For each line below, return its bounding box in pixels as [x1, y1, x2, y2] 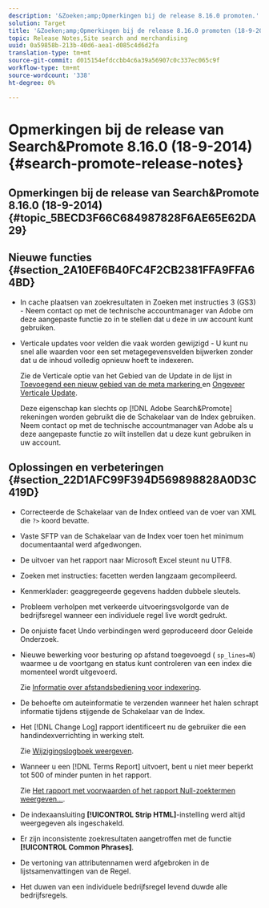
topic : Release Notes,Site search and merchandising [8, 34, 188, 42]
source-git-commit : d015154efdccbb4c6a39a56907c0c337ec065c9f [8, 57, 220, 65]
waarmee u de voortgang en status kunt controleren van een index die [19, 658, 252, 668]
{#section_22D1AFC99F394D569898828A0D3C [8, 474, 257, 487]
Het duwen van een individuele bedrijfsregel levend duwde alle [19, 882, 228, 891]
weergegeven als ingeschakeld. [19, 818, 125, 828]
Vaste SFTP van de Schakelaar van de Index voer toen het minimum [19, 531, 244, 541]
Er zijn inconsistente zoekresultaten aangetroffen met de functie [19, 833, 232, 843]
